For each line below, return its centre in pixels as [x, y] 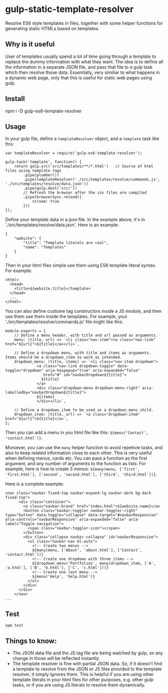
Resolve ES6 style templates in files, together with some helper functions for [84, 23]
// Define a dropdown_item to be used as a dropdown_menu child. [84, 410]
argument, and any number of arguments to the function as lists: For [76, 464]
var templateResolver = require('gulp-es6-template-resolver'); [74, 153]
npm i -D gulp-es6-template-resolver [44, 111]
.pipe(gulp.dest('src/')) [50, 188]
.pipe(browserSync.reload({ [52, 197]
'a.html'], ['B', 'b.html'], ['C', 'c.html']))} [57, 568]
